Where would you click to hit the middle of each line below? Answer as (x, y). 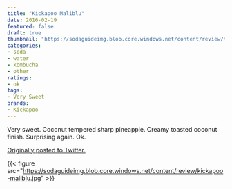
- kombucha (23, 65)
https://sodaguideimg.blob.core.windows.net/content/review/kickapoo (123, 170)
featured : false (30, 26)
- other (18, 71)
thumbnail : (23, 39)
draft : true (24, 33)
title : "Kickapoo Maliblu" (46, 13)
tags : (15, 90)
